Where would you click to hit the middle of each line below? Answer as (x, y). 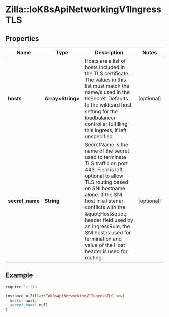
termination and (103, 239)
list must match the (107, 86)
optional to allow (104, 176)
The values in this (105, 80)
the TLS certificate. (107, 74)
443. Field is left (104, 170)
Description (109, 52)
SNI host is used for (108, 232)
